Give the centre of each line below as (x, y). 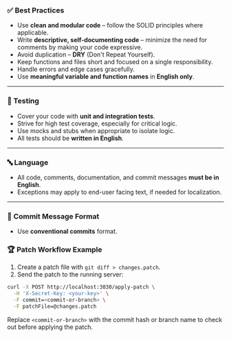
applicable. (33, 32)
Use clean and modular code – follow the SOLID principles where (110, 26)
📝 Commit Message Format (53, 216)
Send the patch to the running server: (70, 275)
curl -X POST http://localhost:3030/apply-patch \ (81, 287)
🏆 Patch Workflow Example (55, 250)
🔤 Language (28, 162)
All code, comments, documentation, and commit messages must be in (118, 177)
